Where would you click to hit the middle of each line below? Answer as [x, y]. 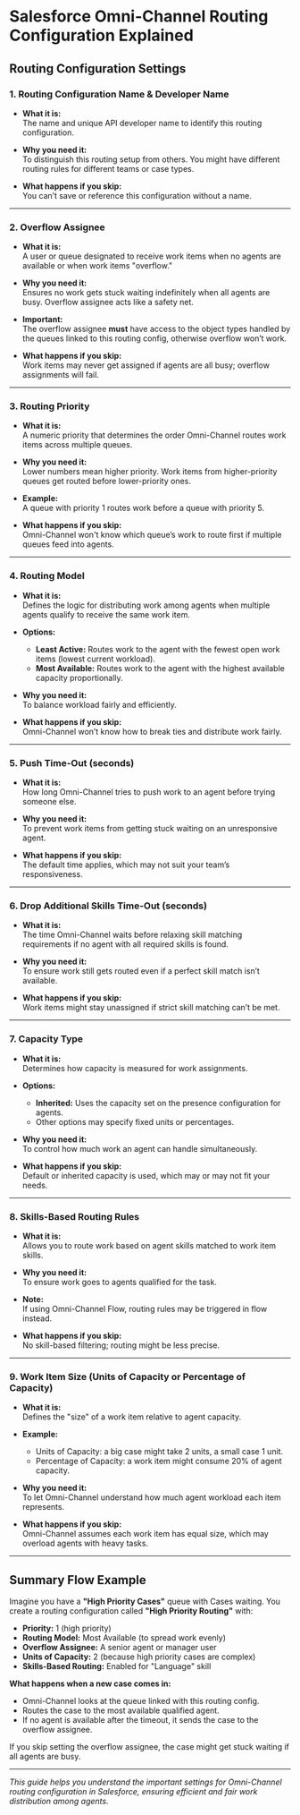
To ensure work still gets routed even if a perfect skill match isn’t [141, 971]
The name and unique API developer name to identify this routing [142, 123]
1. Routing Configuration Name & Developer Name [119, 94]
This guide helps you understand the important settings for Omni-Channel [146, 1782]
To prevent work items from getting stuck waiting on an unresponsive [150, 829]
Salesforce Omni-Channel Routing [139, 17]
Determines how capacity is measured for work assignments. [135, 1068]
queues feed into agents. [68, 544]
